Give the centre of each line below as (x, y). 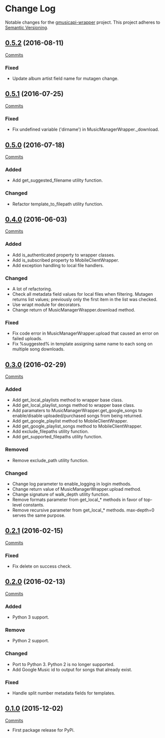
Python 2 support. (31, 641)
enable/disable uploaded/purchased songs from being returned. (77, 416)
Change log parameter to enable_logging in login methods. (72, 484)
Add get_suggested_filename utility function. (57, 180)
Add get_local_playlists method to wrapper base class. (67, 400)
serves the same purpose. (39, 515)
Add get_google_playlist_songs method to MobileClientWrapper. (77, 426)
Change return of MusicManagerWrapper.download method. (74, 310)
